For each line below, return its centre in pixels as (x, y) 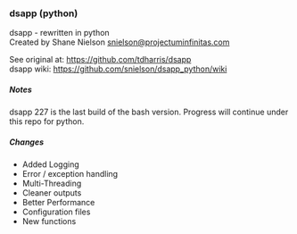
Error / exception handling (70, 174)
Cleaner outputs (52, 193)
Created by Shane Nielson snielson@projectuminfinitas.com (120, 42)
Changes (27, 142)
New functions (49, 221)
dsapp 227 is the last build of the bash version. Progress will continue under (149, 112)
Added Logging (51, 164)
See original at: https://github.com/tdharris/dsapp (100, 60)
